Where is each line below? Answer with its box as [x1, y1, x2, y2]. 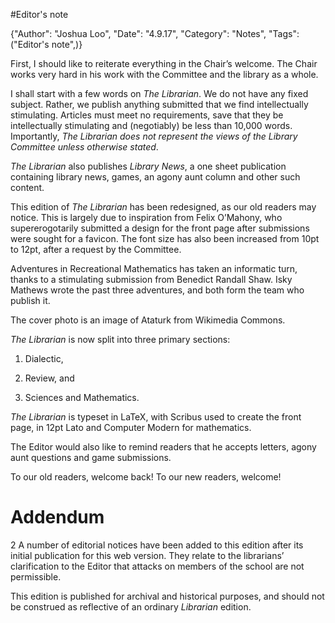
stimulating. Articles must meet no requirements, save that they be [10, 109, 284, 121]
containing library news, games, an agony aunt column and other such [10, 171, 301, 183]
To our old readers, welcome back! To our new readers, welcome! [10, 471, 282, 483]
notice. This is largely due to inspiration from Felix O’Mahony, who [10, 212, 283, 223]
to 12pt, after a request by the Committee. [10, 244, 182, 255]
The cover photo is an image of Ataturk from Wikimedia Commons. [10, 314, 286, 326]
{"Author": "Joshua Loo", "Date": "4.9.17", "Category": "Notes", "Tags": [10, 28, 300, 39]
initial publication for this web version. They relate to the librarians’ [10, 549, 285, 561]
